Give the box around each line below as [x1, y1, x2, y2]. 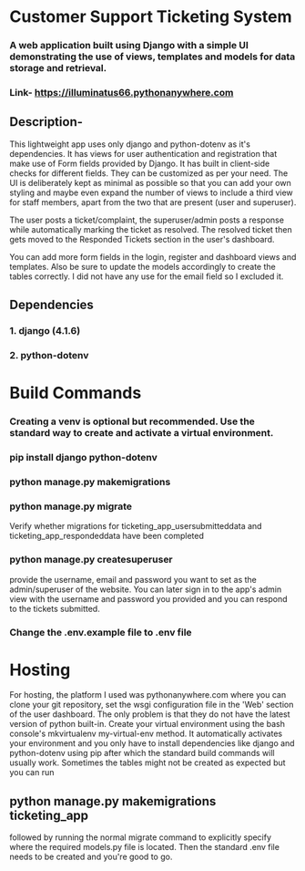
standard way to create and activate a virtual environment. [9, 427, 274, 440]
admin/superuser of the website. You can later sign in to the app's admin [9, 584, 282, 595]
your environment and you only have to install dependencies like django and [9, 738, 295, 749]
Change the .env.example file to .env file [9, 626, 193, 638]
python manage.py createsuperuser [9, 554, 173, 566]
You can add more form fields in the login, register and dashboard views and [9, 251, 297, 262]
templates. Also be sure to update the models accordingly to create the [9, 261, 276, 272]
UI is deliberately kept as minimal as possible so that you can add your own [9, 177, 291, 188]
